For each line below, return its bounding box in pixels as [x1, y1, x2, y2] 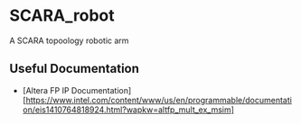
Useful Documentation [9, 61, 140, 76]
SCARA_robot [9, 5, 115, 26]
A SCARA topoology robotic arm [9, 35, 129, 46]
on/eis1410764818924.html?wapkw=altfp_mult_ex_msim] [22, 104, 235, 115]
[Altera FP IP [22, 84, 70, 95]
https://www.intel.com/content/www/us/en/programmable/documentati [25, 94, 292, 105]
